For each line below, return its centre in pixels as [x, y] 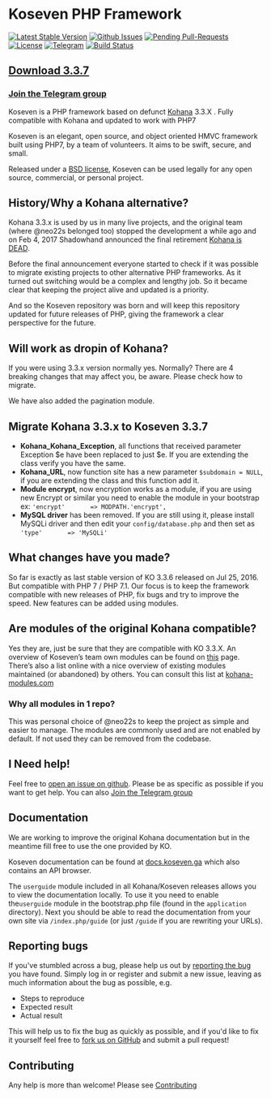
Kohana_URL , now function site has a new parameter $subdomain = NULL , [141, 472]
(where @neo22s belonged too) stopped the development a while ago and [132, 231]
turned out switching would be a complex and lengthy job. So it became [128, 282]
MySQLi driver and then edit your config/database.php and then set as [137, 523]
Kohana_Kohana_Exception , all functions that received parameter [131, 446]
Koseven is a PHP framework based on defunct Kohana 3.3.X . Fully [121, 111]
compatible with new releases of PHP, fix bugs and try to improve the [124, 594]
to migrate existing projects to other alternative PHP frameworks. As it [125, 273]
